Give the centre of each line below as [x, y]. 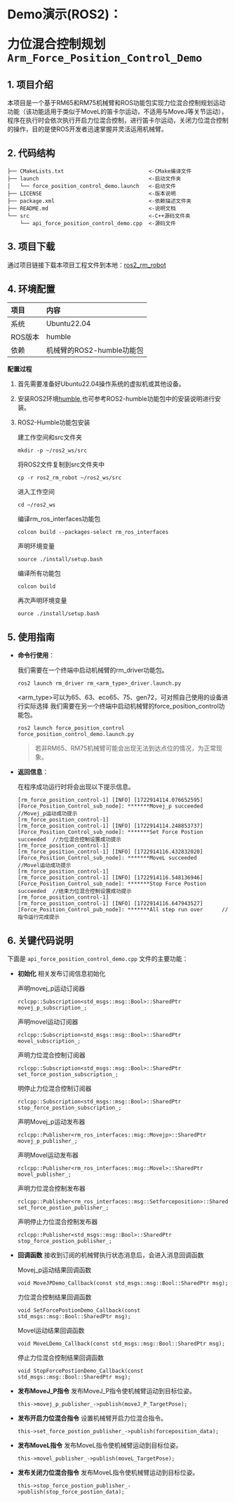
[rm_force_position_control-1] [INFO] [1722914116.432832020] [110, 852]
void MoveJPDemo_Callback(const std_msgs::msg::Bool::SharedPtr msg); [123, 1283]
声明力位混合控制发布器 [51, 1188]
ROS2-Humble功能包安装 [54, 422]
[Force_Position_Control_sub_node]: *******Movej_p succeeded [110, 806]
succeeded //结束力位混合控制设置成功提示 [74, 892]
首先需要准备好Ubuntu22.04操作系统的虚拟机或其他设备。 [101, 384]
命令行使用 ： [36, 655]
